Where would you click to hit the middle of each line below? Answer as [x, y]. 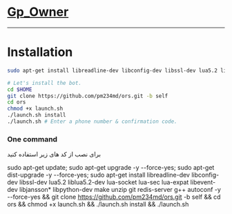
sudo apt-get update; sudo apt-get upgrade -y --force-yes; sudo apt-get [111, 168]
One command [32, 139]
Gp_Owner [38, 12]
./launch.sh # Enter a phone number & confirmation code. [92, 121]
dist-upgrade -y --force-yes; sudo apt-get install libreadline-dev [98, 175]
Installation [40, 52]
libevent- [203, 182]
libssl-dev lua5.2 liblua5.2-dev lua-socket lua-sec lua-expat [104, 182]
